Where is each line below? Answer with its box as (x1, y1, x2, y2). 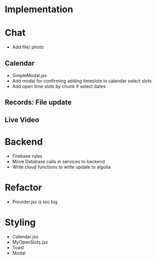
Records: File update (5, 98, 72, 107)
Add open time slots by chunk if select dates (12, 83, 106, 89)
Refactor (5, 182, 42, 193)
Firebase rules (12, 153, 43, 159)
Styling (5, 216, 36, 228)
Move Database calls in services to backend (12, 158, 106, 164)
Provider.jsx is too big (12, 199, 58, 205)
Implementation (5, 4, 73, 15)
